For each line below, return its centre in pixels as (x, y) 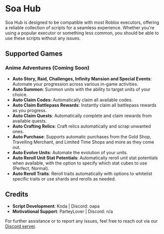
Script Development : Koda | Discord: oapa (56, 206)
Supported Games (34, 54)
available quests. (29, 121)
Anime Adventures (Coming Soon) (47, 68)
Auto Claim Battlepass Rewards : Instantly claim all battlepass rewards (84, 105)
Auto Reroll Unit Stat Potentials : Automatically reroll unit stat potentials (85, 158)
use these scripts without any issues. (43, 38)
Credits (17, 195)
